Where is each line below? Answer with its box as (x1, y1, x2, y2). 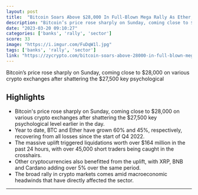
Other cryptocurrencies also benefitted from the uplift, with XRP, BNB (14, 158, 184, 165)
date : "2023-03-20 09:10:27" (6, 25, 78, 31)
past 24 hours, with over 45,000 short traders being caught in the (14, 145, 174, 152)
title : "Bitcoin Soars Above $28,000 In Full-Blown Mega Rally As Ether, (6, 14, 194, 20)
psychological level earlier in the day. (14, 121, 105, 128)
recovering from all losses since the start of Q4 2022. (14, 133, 145, 140)
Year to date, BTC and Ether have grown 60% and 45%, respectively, (14, 126, 183, 134)
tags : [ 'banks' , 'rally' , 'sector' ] (6, 47, 96, 53)
